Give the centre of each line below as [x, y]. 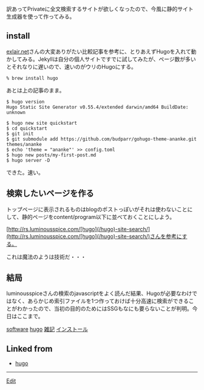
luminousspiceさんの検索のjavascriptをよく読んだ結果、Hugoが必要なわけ [99, 293]
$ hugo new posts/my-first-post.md [51, 155]
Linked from [29, 349]
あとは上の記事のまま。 [36, 90]
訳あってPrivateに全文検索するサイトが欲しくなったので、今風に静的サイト [100, 9]
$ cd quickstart [27, 128]
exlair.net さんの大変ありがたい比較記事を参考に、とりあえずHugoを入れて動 [101, 51]
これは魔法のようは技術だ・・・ [46, 257]
